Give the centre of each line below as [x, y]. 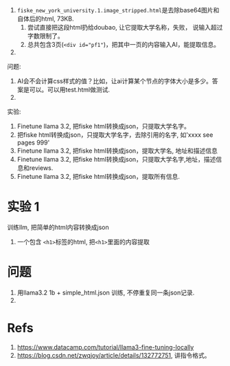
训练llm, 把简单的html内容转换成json [58, 227]
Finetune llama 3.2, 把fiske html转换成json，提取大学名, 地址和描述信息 [117, 151]
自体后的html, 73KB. [45, 19]
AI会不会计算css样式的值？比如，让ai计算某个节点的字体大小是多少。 [115, 81]
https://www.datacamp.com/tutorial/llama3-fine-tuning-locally [105, 347]
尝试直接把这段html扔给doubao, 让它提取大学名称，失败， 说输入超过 [125, 27]
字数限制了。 [45, 36]
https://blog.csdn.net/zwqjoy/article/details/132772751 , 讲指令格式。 [114, 355]
